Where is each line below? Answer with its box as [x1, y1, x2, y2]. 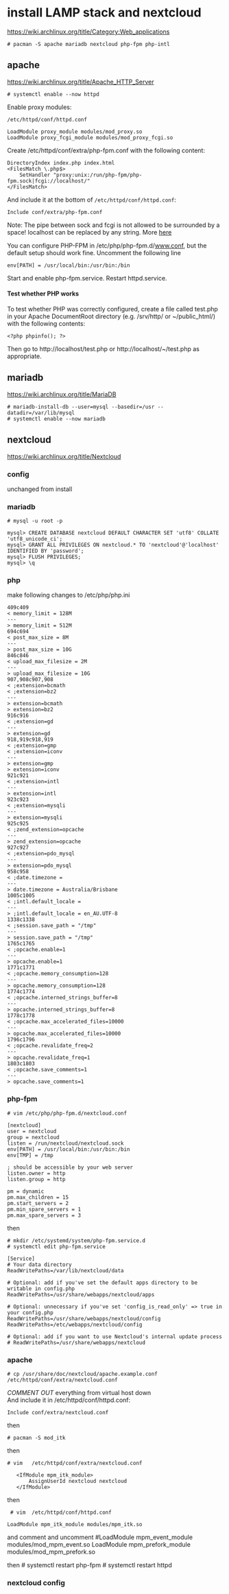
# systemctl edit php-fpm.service [7, 1243, 106, 1250]
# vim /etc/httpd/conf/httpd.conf [10, 1509, 112, 1516]
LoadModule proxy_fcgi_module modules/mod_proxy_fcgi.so [7, 134, 173, 141]
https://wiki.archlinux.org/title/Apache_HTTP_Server [7, 78, 154, 86]
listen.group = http [7, 1176, 67, 1182]
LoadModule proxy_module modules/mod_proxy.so [7, 128, 143, 135]
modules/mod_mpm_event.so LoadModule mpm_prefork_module [7, 1541, 191, 1549]
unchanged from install [7, 485, 73, 493]
